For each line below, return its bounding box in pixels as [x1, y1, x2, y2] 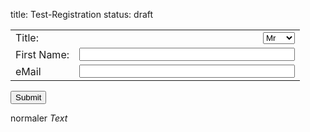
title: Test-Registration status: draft [10, 9, 154, 20]
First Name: [15, 47, 70, 61]
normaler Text [10, 112, 68, 124]
